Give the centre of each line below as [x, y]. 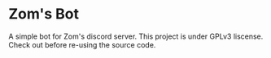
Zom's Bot [44, 14]
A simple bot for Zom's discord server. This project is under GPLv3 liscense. [136, 36]
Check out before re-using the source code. [82, 44]
